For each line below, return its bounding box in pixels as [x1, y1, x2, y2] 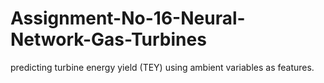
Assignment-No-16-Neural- [10, 7, 246, 30]
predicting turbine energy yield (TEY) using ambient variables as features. [10, 61, 315, 73]
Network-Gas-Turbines [10, 28, 207, 51]
